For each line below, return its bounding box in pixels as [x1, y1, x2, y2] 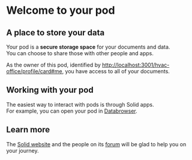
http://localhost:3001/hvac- [101, 61, 170, 68]
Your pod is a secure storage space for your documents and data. [6, 43, 170, 50]
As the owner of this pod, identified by [6, 61, 101, 68]
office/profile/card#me [6, 68, 62, 75]
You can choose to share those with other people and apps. [6, 50, 154, 57]
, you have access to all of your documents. [62, 68, 170, 75]
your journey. [6, 147, 39, 154]
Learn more [6, 125, 50, 135]
